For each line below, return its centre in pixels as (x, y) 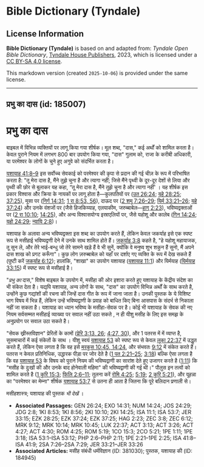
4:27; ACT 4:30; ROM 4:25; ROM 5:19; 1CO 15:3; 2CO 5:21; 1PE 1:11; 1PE (104, 432)
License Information (45, 34)
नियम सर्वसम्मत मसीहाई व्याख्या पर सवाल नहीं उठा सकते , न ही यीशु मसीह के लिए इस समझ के (95, 314)
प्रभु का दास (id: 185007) (46, 104)
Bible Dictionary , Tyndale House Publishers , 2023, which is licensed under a (102, 55)
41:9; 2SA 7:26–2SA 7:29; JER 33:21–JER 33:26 (84, 444)
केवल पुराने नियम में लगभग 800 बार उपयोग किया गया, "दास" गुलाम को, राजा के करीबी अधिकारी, (99, 155)
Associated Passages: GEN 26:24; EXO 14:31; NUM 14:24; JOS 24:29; (104, 406)
